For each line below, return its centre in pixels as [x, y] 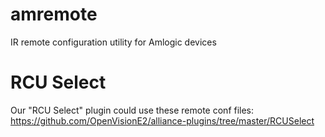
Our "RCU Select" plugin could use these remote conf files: [132, 110]
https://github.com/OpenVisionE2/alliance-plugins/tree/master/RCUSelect [162, 120]
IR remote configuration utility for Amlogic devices [113, 42]
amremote [54, 14]
